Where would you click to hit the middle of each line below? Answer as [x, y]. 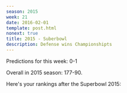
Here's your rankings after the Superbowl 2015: [63, 84]
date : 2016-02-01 [27, 22]
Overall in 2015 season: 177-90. [44, 72]
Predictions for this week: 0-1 [42, 61]
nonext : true [22, 34]
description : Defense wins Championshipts [59, 45]
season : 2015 [22, 11]
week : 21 [17, 17]
